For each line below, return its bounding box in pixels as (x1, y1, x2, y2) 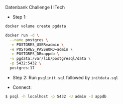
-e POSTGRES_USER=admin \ (10, 42, 64, 47)
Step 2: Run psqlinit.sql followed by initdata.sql (12, 74, 118, 80)
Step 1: (12, 14, 27, 20)
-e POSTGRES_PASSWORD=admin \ (10, 47, 73, 52)
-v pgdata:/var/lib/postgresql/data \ (10, 56, 91, 61)
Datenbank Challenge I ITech (5, 5, 65, 10)
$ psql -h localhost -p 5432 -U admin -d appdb (5, 94, 107, 99)
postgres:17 (10, 65, 35, 70)
